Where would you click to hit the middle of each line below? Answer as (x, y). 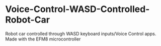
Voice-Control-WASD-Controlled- (77, 9)
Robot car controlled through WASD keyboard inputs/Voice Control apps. (81, 33)
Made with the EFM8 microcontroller (43, 39)
